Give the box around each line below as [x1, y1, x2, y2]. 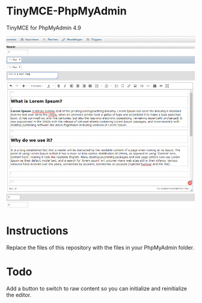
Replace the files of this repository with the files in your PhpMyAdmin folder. [6, 243, 194, 251]
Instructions [6, 224, 69, 237]
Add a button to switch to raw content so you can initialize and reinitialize [6, 284, 188, 292]
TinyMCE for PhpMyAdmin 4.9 [6, 24, 81, 31]
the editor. [6, 291, 32, 298]
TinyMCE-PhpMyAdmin [6, 4, 127, 18]
